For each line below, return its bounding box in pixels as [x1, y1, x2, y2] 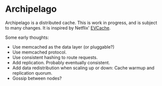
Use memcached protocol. [12, 49, 67, 55]
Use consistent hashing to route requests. [12, 54, 98, 60]
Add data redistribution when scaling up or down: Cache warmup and [12, 65, 155, 71]
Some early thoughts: [5, 34, 49, 40]
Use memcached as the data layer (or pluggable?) [12, 44, 115, 50]
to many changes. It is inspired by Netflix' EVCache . [5, 25, 111, 30]
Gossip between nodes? [12, 75, 62, 81]
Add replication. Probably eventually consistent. [12, 59, 110, 65]
